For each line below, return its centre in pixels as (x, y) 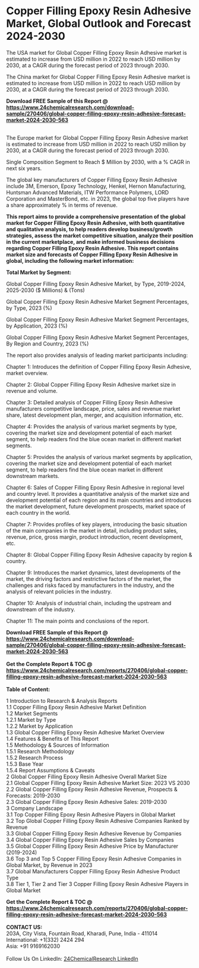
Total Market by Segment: (39, 272)
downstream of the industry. (41, 609)
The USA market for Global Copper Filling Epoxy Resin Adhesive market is (97, 52)
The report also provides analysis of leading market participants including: (97, 355)
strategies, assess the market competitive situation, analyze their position (100, 235)
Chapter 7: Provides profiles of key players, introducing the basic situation (97, 524)
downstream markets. (33, 476)
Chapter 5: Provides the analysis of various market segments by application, (99, 457)
